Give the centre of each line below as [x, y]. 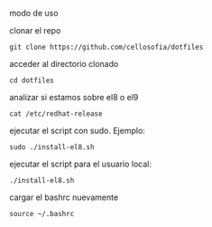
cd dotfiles [32, 80]
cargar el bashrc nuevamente [64, 197]
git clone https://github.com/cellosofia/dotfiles [106, 47]
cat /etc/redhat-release [56, 114]
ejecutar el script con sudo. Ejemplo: [78, 131]
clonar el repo [35, 30]
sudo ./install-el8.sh [52, 147]
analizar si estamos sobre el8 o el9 [74, 97]
